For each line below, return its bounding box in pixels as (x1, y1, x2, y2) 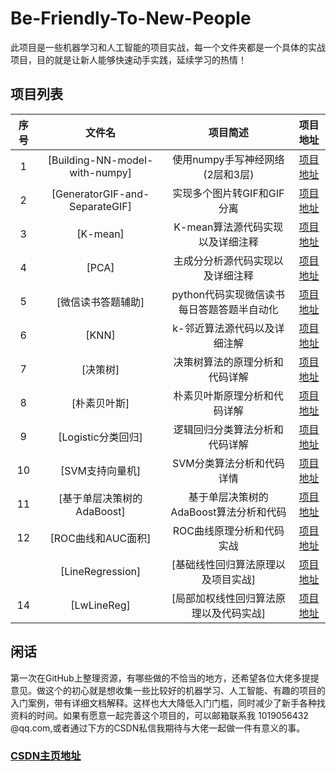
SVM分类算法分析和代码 (171, 456, 285, 470)
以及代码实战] (201, 606, 266, 620)
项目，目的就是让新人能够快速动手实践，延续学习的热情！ (10, 53, 247, 66)
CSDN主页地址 (10, 749, 82, 763)
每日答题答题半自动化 (178, 302, 279, 316)
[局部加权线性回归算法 (171, 591, 276, 605)
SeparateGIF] (69, 199, 132, 213)
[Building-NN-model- (47, 153, 154, 167)
